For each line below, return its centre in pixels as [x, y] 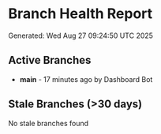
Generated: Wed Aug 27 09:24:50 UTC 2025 [81, 35]
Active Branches [50, 60]
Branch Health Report [80, 14]
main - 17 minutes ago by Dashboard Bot [86, 79]
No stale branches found [49, 123]
